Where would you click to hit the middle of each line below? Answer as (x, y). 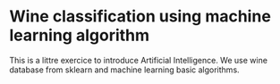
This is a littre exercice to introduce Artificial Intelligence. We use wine (139, 60)
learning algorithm (80, 35)
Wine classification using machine (140, 17)
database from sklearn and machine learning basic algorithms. (124, 70)
